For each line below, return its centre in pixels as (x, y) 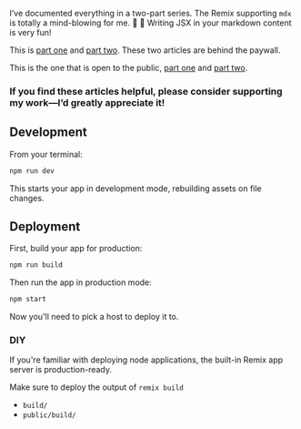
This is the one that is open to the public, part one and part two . (129, 68)
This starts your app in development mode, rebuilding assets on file (135, 188)
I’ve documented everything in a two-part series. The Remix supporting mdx (150, 13)
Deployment (45, 226)
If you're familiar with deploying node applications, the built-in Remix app (146, 360)
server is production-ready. (60, 370)
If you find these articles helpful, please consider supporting (146, 91)
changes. (27, 198)
